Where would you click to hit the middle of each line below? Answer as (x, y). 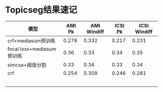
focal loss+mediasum (32, 49)
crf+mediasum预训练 (32, 41)
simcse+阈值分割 (27, 65)
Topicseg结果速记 (41, 10)
